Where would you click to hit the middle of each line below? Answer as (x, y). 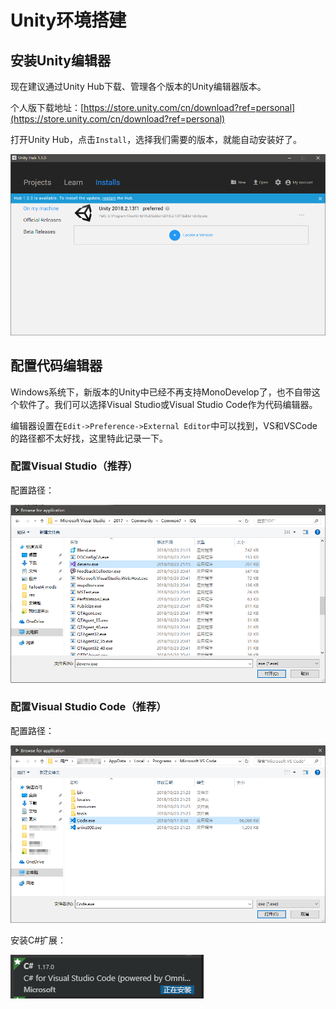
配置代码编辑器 (56, 366)
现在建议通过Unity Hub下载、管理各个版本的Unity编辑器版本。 (138, 86)
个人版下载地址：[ (47, 107)
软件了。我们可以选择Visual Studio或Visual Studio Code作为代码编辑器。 (168, 404)
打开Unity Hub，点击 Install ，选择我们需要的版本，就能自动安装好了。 (156, 139)
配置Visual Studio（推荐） (74, 466)
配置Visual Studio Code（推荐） (88, 707)
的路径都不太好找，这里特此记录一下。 (89, 438)
